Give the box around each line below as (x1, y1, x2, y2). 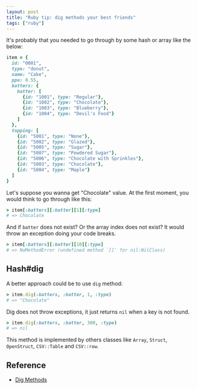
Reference (6, 360, 46, 370)
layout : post (6, 8, 39, 15)
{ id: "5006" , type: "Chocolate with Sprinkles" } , (17, 156, 145, 162)
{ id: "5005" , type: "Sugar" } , (17, 144, 93, 151)
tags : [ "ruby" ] (6, 20, 45, 26)
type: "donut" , (11, 66, 50, 72)
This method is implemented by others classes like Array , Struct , (6, 336, 167, 344)
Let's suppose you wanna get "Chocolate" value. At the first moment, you (6, 189, 189, 196)
